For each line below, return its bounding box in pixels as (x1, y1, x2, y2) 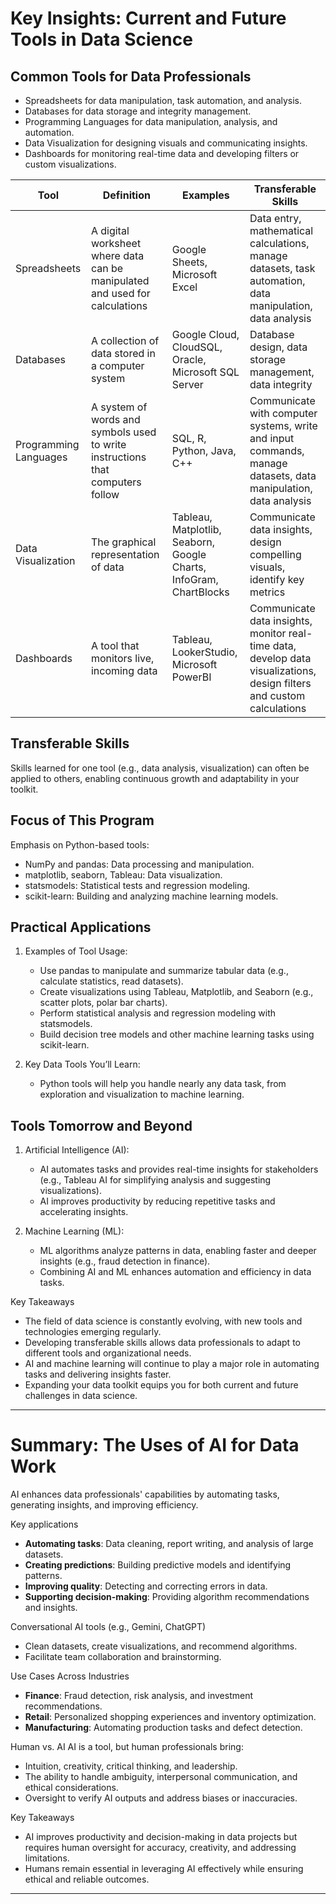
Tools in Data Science (10, 28, 193, 51)
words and (90, 413, 141, 426)
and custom (249, 689, 306, 702)
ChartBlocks (171, 585, 230, 599)
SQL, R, (171, 432, 207, 445)
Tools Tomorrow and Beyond (10, 1117, 193, 1134)
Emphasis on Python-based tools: (10, 838, 150, 851)
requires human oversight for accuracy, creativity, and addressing (24, 1842, 297, 1854)
